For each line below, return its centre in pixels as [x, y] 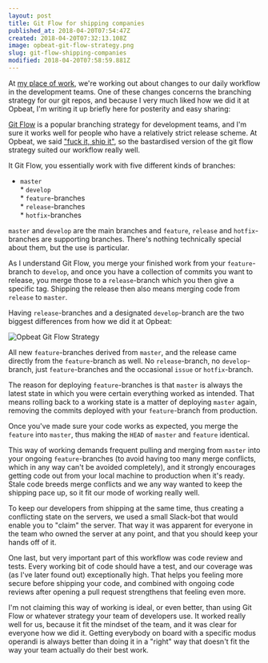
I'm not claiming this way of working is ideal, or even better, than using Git [130, 607]
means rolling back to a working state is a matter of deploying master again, [133, 402]
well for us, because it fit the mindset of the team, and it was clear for [123, 624]
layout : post [30, 16]
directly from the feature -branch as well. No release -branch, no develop [128, 361]
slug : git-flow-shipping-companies [68, 53]
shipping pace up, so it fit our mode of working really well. [104, 492]
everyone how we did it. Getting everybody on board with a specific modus [132, 633]
